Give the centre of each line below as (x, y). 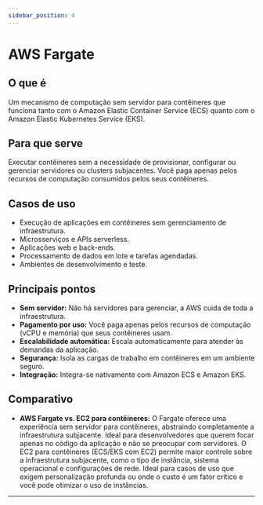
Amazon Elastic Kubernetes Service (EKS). (77, 119)
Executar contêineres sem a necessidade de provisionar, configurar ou (122, 163)
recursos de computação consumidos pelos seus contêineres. (108, 179)
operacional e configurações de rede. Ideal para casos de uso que (127, 468)
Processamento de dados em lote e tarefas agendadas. (108, 256)
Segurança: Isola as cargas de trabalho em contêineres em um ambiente (137, 358)
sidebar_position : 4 (42, 15)
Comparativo (41, 399)
